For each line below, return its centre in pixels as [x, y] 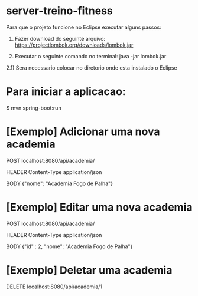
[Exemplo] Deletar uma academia [89, 270]
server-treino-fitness [60, 11]
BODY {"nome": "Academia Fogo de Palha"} [60, 183]
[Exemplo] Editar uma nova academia [99, 207]
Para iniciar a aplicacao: [66, 92]
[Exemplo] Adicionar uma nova [83, 132]
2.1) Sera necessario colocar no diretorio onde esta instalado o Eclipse [92, 68]
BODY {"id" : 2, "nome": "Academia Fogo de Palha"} [69, 246]
